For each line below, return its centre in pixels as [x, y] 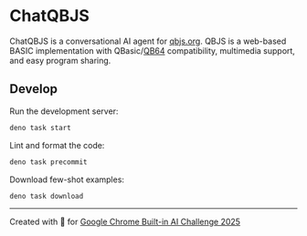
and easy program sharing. [60, 60]
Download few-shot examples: [67, 180]
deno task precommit [49, 162]
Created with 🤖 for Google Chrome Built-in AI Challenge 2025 [125, 222]
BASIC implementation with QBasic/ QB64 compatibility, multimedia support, [152, 50]
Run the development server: [64, 111]
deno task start [40, 128]
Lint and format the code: [57, 145]
